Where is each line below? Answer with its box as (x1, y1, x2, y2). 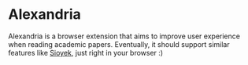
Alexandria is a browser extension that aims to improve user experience (8, 31, 240, 41)
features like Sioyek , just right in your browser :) (8, 48, 164, 57)
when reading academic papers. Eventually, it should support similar (8, 39, 230, 49)
